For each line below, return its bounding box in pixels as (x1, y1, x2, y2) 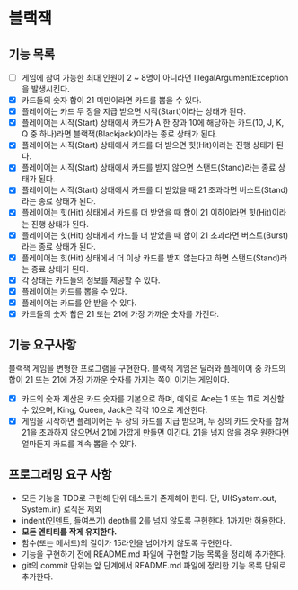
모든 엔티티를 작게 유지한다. (21, 526, 118, 537)
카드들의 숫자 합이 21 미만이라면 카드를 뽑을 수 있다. (21, 95, 203, 106)
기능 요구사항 (8, 338, 77, 353)
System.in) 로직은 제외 (21, 504, 102, 515)
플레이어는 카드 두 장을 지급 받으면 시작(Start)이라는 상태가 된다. (21, 106, 247, 117)
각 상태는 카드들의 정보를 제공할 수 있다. (21, 275, 161, 286)
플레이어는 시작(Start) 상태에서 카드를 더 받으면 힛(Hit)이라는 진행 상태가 (21, 140, 275, 151)
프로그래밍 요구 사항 (8, 467, 112, 482)
